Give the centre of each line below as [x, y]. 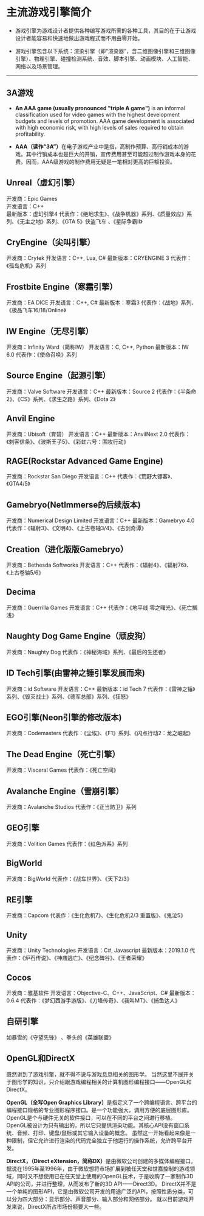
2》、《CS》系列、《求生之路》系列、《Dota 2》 [61, 399]
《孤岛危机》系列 [26, 266]
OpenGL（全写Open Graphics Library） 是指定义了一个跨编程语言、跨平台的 [102, 1102]
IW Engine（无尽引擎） [50, 331]
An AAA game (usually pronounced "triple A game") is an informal [100, 108]
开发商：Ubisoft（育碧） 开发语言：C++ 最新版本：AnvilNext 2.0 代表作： [98, 434]
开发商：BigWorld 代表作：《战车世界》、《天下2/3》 [69, 879]
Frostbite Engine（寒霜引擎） [62, 287]
